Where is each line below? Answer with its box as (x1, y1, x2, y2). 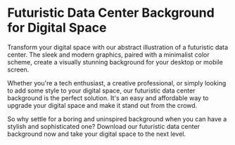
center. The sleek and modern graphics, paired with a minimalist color (7, 50, 210, 59)
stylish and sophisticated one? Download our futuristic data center (7, 122, 201, 130)
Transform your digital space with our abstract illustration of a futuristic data (7, 43, 229, 51)
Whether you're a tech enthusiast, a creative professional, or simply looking (7, 78, 227, 87)
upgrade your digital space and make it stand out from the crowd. (7, 101, 198, 109)
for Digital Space (7, 20, 107, 36)
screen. (7, 65, 30, 74)
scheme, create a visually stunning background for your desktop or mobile (7, 57, 223, 66)
